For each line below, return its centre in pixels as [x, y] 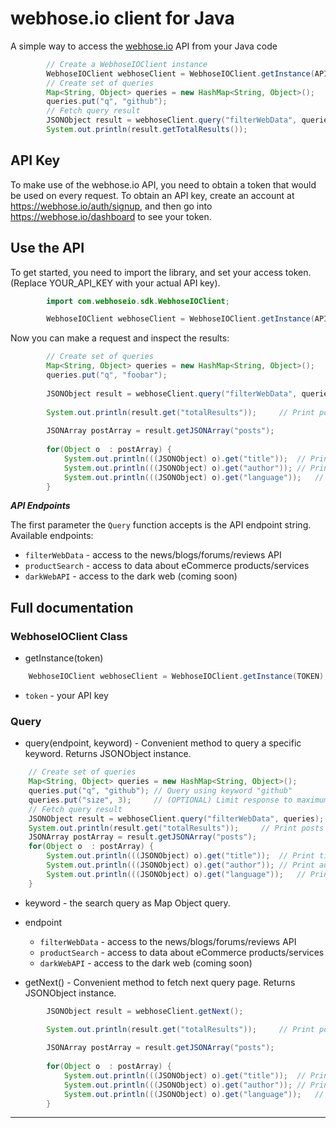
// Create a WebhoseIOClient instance [127, 64]
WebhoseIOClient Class [69, 636]
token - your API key [66, 695]
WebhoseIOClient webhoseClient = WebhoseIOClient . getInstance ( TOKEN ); [178, 677]
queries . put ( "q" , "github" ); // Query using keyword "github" [160, 791]
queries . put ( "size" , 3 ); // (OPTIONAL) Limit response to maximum [178, 800]
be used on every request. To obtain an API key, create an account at [152, 195]
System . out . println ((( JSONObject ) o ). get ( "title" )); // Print [180, 856]
